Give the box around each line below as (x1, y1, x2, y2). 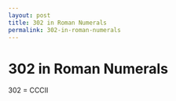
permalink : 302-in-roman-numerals (8, 26, 122, 34)
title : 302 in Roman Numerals (8, 19, 108, 27)
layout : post (8, 11, 51, 20)
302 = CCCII (8, 85, 49, 95)
